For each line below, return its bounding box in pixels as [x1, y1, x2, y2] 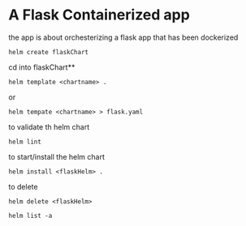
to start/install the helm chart [8, 151, 106, 161]
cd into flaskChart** [8, 62, 76, 72]
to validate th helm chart [8, 122, 90, 131]
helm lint [8, 138, 42, 146]
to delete [8, 181, 38, 191]
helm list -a [8, 211, 53, 220]
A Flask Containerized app [8, 6, 191, 24]
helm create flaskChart [8, 48, 89, 56]
